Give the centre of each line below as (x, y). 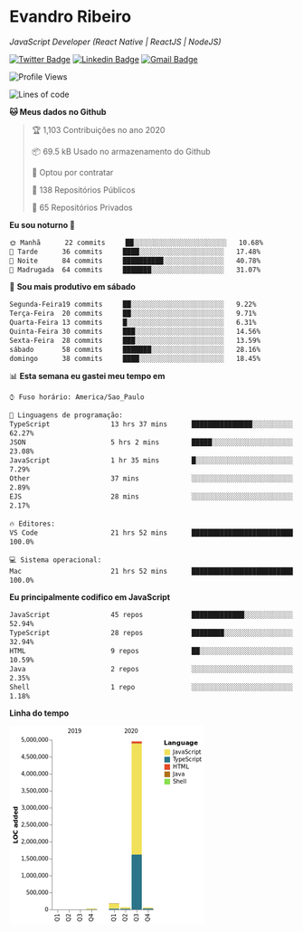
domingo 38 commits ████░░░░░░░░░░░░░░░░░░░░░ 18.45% (135, 358)
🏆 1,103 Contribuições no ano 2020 (98, 129)
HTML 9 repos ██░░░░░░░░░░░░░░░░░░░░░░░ (151, 651)
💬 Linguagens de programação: (66, 415)
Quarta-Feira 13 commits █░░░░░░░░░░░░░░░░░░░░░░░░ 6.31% (133, 322)
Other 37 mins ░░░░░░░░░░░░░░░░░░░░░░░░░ (151, 478)
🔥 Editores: (33, 523)
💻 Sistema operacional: (56, 560)
